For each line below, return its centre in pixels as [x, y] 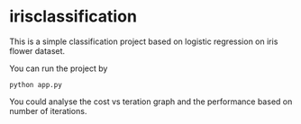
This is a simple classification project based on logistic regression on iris [144, 41]
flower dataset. [37, 50]
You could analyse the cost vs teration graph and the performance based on [151, 102]
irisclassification [73, 17]
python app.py [36, 84]
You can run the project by [59, 68]
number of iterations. [48, 111]
